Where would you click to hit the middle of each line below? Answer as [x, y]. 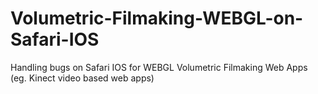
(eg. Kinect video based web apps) [82, 78]
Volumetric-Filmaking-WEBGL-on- [157, 18]
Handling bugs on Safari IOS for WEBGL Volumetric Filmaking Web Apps [159, 67]
